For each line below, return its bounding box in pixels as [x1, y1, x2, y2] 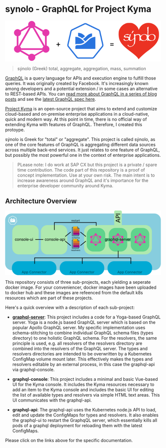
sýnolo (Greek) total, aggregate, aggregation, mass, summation [17, 65, 146, 71]
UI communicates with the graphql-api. [12, 397, 92, 403]
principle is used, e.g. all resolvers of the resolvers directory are [12, 340, 142, 347]
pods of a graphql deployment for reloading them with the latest [12, 423, 143, 429]
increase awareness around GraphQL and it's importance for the [17, 177, 149, 183]
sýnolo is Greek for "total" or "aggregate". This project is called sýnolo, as [5, 136, 156, 142]
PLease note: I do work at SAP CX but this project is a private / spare [17, 162, 157, 168]
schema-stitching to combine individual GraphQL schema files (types [12, 330, 154, 336]
